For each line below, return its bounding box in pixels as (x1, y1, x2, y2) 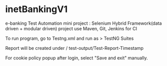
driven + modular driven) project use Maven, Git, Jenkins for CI (5, 25, 137, 31)
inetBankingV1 (5, 4, 68, 15)
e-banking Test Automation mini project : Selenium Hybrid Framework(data (5, 20, 162, 26)
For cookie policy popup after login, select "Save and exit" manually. (5, 54, 148, 61)
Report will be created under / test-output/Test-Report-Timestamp (5, 45, 144, 51)
